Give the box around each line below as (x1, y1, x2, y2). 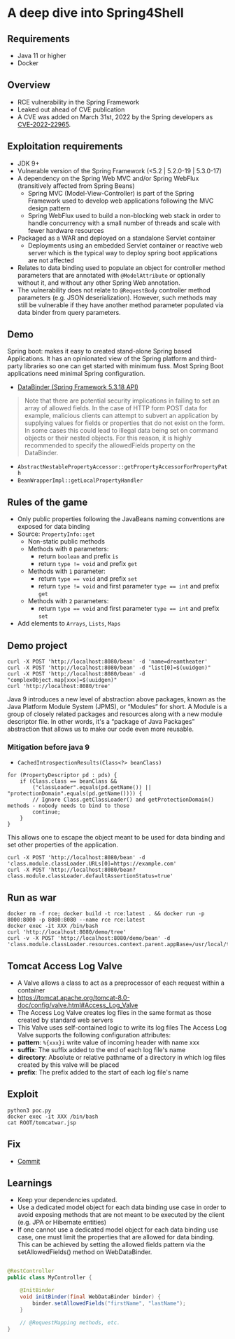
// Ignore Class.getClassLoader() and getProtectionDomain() (32, 796, 215, 804)
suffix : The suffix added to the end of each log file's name (17, 1045, 186, 1054)
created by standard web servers (17, 1016, 113, 1024)
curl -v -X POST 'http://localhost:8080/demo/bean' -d (7, 935, 171, 942)
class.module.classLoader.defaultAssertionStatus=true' (7, 873, 173, 880)
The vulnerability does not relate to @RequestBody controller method (17, 285, 211, 294)
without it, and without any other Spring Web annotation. (17, 278, 180, 287)
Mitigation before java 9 (7, 742, 90, 752)
